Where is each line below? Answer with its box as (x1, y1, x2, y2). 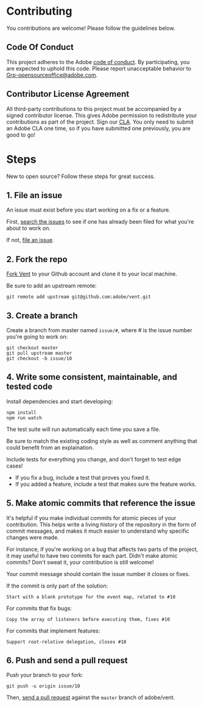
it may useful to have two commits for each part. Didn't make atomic (6, 552, 178, 559)
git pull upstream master (6, 350, 72, 356)
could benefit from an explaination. (6, 444, 94, 451)
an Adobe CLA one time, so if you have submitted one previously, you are (6, 124, 191, 132)
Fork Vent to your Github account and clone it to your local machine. (6, 270, 178, 278)
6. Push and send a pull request (6, 655, 128, 666)
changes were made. (6, 533, 59, 541)
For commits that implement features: (6, 627, 100, 634)
